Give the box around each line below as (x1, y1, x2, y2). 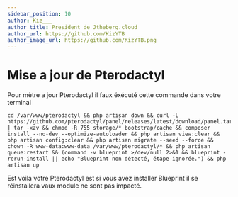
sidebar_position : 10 (7, 10, 72, 18)
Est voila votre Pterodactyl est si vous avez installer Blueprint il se (7, 174, 198, 183)
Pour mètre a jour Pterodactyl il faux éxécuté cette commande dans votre (7, 91, 221, 99)
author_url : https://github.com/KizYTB (7, 30, 125, 38)
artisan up (7, 162, 40, 169)
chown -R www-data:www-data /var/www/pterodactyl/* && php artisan (7, 143, 211, 150)
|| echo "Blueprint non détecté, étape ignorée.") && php (52, 155, 227, 163)
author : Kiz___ (7, 17, 52, 24)
